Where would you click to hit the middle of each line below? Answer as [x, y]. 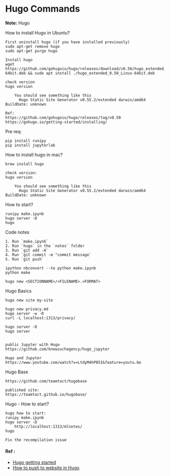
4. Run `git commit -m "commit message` [49, 255]
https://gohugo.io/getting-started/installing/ [56, 122]
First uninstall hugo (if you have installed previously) [68, 42]
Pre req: [13, 131]
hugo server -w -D [25, 313]
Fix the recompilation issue [36, 440]
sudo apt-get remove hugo [32, 46]
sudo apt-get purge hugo [31, 51]
